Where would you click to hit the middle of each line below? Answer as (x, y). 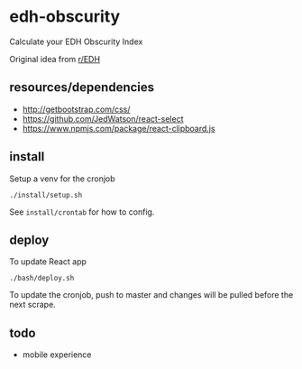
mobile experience (57, 355)
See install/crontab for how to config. (82, 212)
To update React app (48, 262)
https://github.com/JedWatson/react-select (103, 118)
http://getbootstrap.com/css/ (76, 109)
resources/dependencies (82, 88)
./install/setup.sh (46, 195)
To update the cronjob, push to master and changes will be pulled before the (151, 295)
